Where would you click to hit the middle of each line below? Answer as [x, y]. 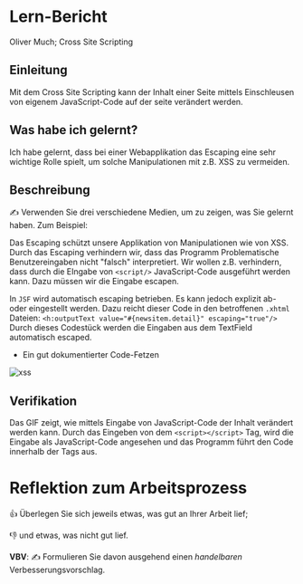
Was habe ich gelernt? [74, 130]
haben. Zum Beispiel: [49, 225]
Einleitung [38, 70]
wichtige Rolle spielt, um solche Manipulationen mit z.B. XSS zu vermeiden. [150, 161]
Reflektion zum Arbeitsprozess [128, 488]
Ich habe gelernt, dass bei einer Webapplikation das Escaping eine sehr [143, 152]
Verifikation [43, 401]
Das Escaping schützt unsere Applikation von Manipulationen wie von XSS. [149, 243]
